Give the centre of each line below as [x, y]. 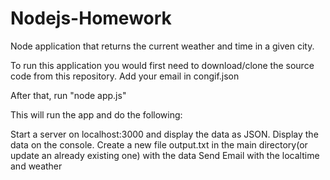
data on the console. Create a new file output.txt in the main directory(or [159, 144]
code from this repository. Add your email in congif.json [125, 76]
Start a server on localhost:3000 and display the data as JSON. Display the [164, 134]
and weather [36, 166]
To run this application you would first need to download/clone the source [162, 65]
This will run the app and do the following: [96, 114]
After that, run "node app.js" [68, 95]
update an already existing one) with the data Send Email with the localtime [165, 155]
